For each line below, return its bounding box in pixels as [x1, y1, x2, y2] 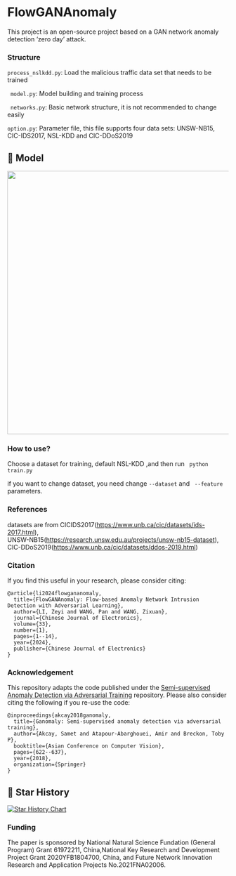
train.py [7, 467, 33, 474]
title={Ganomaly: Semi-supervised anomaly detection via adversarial [13, 718, 221, 725]
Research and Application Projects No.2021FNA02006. [7, 861, 166, 869]
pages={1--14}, [13, 632, 58, 639]
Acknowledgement [7, 668, 74, 677]
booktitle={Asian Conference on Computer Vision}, [13, 743, 165, 750]
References [7, 505, 48, 515]
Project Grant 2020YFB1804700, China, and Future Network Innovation [7, 854, 213, 862]
